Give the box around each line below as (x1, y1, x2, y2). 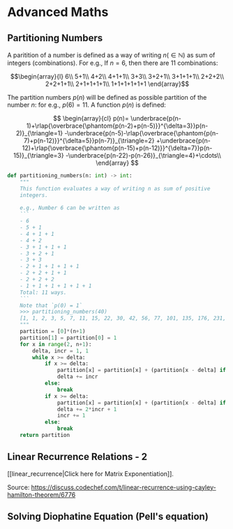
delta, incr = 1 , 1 (32, 347, 89, 355)
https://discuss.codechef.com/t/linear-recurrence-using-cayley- (31, 483, 216, 491)
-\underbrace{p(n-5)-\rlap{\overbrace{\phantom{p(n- (64, 129, 219, 137)
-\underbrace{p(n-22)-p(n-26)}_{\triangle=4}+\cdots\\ (65, 151, 221, 159)
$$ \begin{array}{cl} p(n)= (53, 114, 129, 122)
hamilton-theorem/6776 (7, 490, 76, 499)
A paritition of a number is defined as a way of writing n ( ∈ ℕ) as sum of (7, 51, 216, 59)
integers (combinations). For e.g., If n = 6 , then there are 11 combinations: (7, 59, 218, 67)
